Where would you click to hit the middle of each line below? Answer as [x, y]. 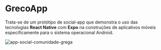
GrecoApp [26, 9]
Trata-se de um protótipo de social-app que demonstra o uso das [71, 22]
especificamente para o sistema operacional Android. [59, 32]
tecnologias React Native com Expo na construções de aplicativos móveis [80, 27]
